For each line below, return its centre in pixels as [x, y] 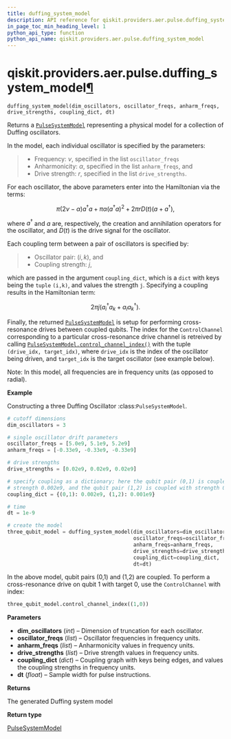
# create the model [35, 525]
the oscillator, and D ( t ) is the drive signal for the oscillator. [89, 231]
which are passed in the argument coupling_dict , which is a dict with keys [113, 278]
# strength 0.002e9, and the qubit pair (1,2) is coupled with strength [113, 488]
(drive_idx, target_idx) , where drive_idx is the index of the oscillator [108, 351]
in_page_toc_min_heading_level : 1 [57, 26]
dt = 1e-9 [21, 513]
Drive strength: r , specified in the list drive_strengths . [110, 174]
